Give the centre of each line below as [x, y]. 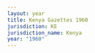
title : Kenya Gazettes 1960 [48, 20]
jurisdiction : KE [32, 26]
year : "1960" [26, 39]
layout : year [26, 13]
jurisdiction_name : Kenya [44, 33]
